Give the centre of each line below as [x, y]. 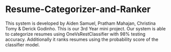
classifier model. [23, 44]
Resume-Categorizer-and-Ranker [78, 9]
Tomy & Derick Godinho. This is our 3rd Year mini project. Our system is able [85, 28]
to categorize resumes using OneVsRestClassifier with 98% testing [76, 34]
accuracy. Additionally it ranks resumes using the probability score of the [82, 39]
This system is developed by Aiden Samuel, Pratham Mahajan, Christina [81, 23]
